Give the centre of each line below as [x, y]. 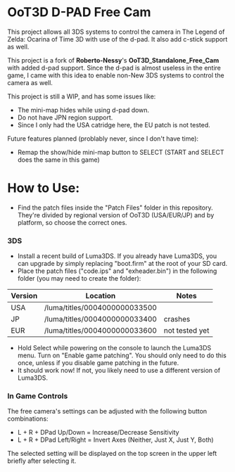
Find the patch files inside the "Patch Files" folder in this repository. [115, 208]
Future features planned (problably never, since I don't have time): [103, 139]
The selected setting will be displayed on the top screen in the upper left [112, 454]
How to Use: [44, 188]
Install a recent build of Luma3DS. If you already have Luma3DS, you [117, 256]
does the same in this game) [58, 160]
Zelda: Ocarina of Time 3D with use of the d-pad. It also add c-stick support [118, 39]
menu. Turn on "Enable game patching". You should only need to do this [122, 355]
